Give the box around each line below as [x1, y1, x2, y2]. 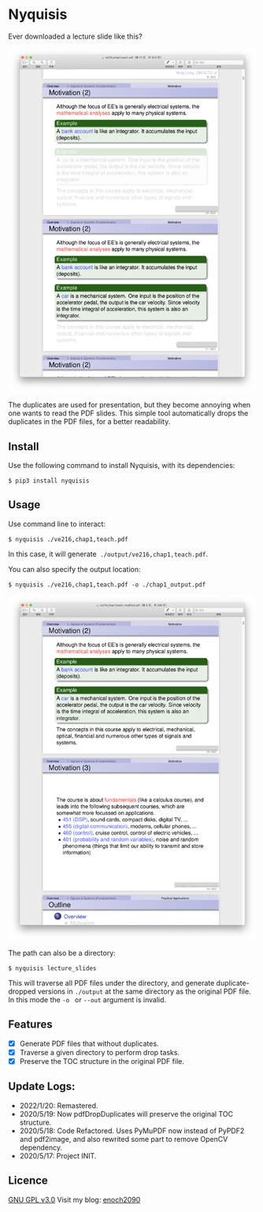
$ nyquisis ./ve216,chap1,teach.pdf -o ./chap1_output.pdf [8, 581, 206, 589]
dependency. [19, 1143, 63, 1152]
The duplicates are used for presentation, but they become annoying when [8, 400, 251, 410]
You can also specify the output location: [8, 564, 141, 574]
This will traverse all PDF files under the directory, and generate [8, 979, 215, 988]
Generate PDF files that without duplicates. [19, 1039, 159, 1048]
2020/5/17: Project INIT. [19, 1151, 97, 1160]
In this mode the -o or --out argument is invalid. [8, 995, 167, 1005]
